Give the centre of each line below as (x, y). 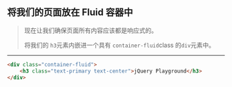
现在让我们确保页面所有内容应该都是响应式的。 (90, 30)
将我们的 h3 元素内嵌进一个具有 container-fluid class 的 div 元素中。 (119, 45)
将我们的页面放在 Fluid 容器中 (70, 12)
